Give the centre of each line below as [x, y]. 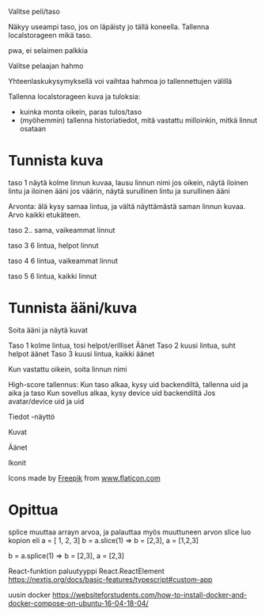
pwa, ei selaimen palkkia [48, 50]
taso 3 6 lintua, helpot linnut [53, 245]
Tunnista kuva [56, 161]
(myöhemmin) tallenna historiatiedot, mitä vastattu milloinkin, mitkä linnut [138, 120]
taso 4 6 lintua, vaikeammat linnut [63, 260]
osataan [33, 129]
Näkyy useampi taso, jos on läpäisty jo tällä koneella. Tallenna [109, 27]
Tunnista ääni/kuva [73, 308]
